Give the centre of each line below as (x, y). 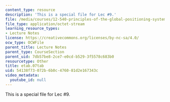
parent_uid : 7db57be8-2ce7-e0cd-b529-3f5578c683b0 (60, 57)
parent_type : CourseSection (35, 52)
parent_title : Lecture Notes (36, 47)
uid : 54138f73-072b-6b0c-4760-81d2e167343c (52, 71)
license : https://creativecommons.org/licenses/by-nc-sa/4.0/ (72, 38)
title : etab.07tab (25, 66)
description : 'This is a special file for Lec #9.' (61, 15)
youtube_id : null (28, 80)
